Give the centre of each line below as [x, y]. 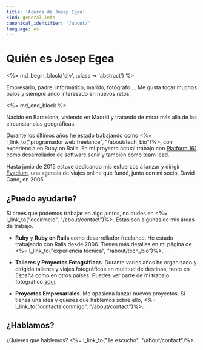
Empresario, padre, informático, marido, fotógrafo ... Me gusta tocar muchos [101, 87]
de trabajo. [20, 226]
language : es [23, 29]
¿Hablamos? [30, 325]
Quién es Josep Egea [60, 59]
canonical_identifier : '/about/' [48, 23]
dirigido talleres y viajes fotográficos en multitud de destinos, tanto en [102, 269]
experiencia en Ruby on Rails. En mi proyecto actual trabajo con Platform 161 [101, 149]
